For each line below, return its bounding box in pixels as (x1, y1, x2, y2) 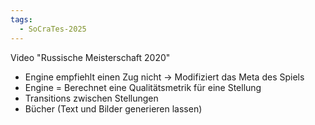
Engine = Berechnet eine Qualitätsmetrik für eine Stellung (24, 81, 262, 93)
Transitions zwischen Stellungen (24, 92, 159, 104)
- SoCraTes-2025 (19, 24, 87, 34)
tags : (10, 14, 33, 25)
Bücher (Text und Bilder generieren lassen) (24, 102, 203, 115)
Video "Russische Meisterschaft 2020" (10, 51, 171, 63)
